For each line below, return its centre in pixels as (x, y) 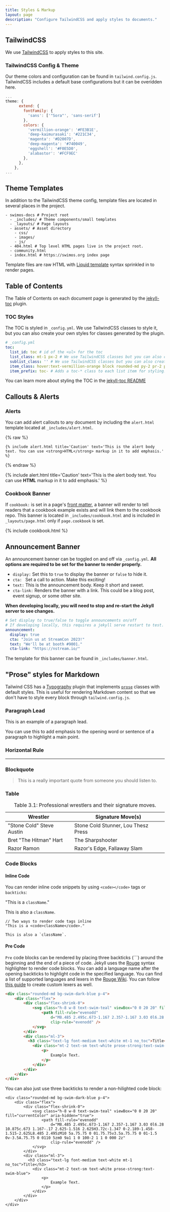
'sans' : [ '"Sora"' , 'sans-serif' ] (64, 115)
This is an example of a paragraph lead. (47, 722)
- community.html (28, 251)
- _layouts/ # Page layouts (39, 224)
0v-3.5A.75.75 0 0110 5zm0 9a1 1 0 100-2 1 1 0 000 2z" (65, 1138)
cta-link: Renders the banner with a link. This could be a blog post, (83, 590)
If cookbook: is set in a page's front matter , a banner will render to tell (77, 505)
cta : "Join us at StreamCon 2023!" (47, 639)
